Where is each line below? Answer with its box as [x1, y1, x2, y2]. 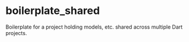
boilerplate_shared [5, 4, 100, 17]
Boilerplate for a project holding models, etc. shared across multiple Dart [5, 23, 183, 30]
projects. [5, 29, 27, 36]
